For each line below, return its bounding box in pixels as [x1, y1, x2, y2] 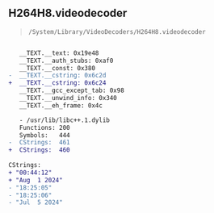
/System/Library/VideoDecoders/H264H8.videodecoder [27, 27, 206, 35]
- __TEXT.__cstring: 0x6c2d [8, 72, 107, 80]
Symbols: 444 [19, 131, 70, 140]
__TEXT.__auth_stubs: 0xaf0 [19, 56, 114, 65]
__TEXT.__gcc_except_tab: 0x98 [19, 86, 125, 95]
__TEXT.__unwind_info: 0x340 [19, 94, 117, 102]
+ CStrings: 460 [8, 146, 70, 154]
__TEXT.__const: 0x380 [19, 64, 95, 72]
